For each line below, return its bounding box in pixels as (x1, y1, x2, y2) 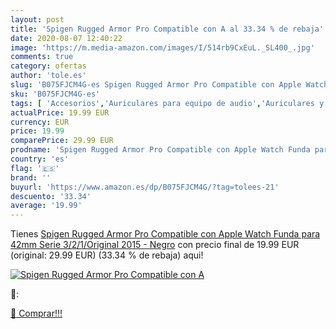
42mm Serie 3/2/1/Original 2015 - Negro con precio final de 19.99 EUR (10, 239, 300, 251)
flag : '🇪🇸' (10, 163, 60, 173)
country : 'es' (10, 154, 70, 164)
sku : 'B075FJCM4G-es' (10, 89, 101, 99)
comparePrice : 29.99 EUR (10, 136, 114, 146)
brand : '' (10, 172, 52, 183)
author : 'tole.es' (10, 71, 87, 81)
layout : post (10, 14, 65, 25)
